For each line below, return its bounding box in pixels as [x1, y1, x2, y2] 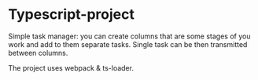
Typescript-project [8, 5, 135, 24]
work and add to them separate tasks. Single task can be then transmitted [8, 39, 248, 49]
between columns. [8, 48, 68, 57]
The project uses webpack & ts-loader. [8, 63, 134, 72]
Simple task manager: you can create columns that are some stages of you [8, 31, 251, 41]
